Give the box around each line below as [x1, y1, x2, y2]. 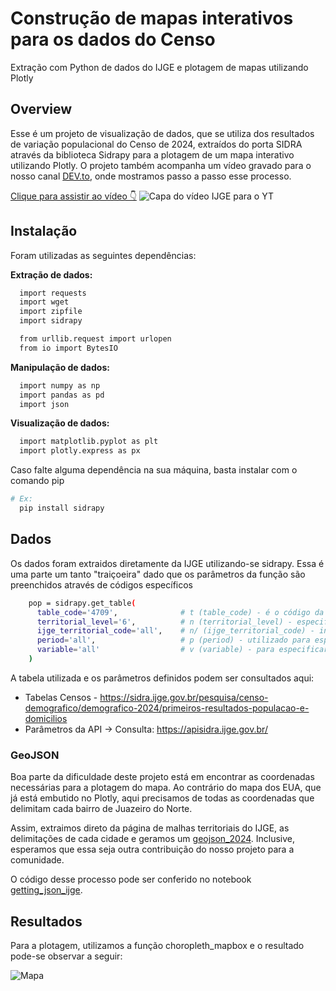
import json [19, 399, 70, 409]
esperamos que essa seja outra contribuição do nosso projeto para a [10, 843, 295, 856]
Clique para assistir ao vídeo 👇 [10, 190, 137, 202]
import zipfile [19, 307, 83, 317]
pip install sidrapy [19, 503, 105, 514]
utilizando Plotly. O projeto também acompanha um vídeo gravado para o [10, 159, 312, 171]
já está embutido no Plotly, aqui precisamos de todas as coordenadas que [10, 792, 315, 804]
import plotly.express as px [19, 446, 141, 456]
